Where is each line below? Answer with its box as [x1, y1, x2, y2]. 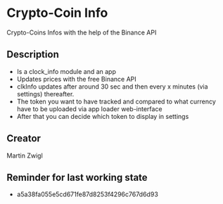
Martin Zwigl [6, 151, 43, 160]
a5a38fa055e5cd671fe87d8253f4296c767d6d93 [16, 190, 159, 198]
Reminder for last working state [6, 171, 148, 184]
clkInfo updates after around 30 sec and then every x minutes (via [16, 82, 208, 91]
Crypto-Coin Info [6, 5, 108, 21]
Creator [6, 132, 42, 145]
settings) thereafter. [16, 89, 75, 98]
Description [6, 49, 59, 60]
